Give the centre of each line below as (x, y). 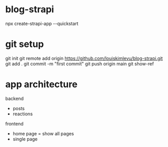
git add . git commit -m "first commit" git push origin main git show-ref (80, 64)
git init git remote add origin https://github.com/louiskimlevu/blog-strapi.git (84, 58)
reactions (23, 114)
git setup (25, 44)
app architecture (41, 84)
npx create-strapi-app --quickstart (42, 23)
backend (15, 99)
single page (25, 139)
